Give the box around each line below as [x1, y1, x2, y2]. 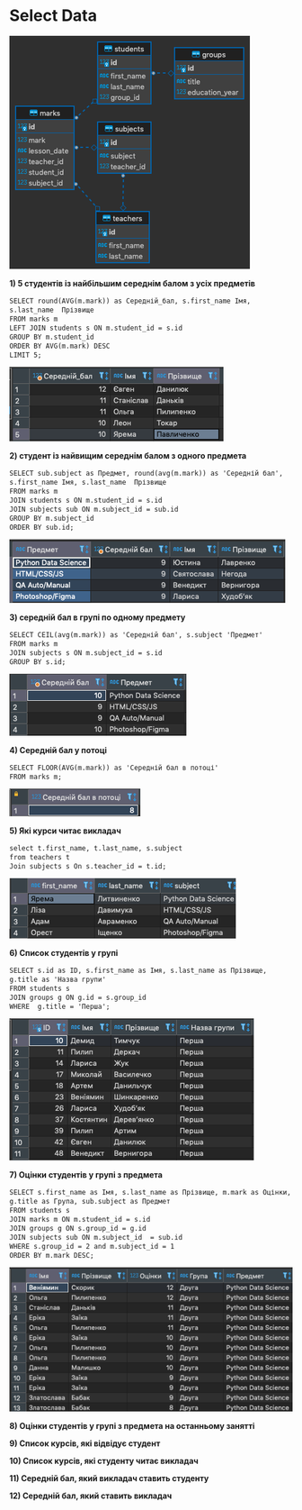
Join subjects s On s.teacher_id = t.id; [9, 861, 167, 870]
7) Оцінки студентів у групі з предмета [9, 1169, 164, 1180]
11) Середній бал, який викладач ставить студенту [9, 1472, 209, 1483]
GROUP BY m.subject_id [9, 514, 94, 523]
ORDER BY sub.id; [9, 523, 75, 532]
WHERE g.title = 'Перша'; [9, 1002, 111, 1011]
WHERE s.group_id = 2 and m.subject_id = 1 [9, 1242, 175, 1251]
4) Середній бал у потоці [9, 744, 108, 755]
